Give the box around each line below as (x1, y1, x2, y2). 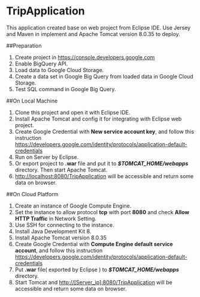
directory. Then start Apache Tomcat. (14, 166, 108, 173)
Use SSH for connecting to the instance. (14, 221, 115, 229)
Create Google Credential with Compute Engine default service (14, 240, 174, 247)
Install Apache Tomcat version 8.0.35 (14, 234, 107, 241)
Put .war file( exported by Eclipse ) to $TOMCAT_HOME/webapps (14, 266, 180, 273)
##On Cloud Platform (6, 190, 59, 197)
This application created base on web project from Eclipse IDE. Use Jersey (6, 24, 191, 31)
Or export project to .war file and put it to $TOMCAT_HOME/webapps (14, 160, 189, 167)
